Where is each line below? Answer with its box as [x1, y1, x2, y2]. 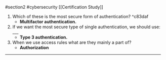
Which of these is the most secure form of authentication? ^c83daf [12, 14, 149, 19]
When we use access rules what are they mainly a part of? [12, 40, 132, 45]
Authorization [19, 45, 49, 50]
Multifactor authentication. [19, 19, 77, 24]
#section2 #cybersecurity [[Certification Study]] [5, 4, 104, 10]
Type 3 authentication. [19, 34, 68, 40]
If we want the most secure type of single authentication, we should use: [12, 24, 161, 30]
